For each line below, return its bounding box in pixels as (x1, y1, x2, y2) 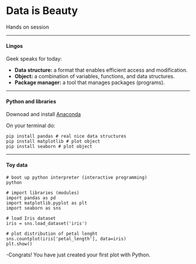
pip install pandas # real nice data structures (6, 133, 127, 140)
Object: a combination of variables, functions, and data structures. (14, 73, 175, 80)
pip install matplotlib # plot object (6, 138, 100, 144)
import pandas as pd (6, 194, 57, 201)
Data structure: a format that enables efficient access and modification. (14, 67, 188, 74)
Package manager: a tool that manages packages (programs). (14, 79, 165, 86)
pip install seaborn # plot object (6, 144, 93, 150)
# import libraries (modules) (6, 190, 80, 196)
